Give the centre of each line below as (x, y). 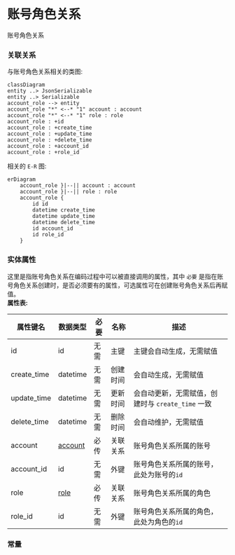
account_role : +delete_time (50, 140)
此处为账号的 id (158, 474)
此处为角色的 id (158, 521)
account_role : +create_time (50, 128)
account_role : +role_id (43, 152)
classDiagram (26, 85)
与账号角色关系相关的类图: (45, 71)
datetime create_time (64, 210)
